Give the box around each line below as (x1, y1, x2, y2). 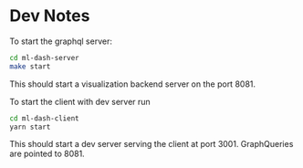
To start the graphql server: (9, 36, 112, 47)
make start (9, 61, 51, 71)
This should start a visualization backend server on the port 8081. (9, 79, 256, 89)
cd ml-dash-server (9, 53, 79, 62)
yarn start (9, 122, 51, 131)
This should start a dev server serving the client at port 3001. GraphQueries (9, 139, 294, 150)
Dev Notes (9, 5, 90, 26)
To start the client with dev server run (9, 96, 151, 107)
